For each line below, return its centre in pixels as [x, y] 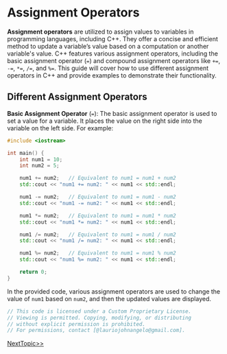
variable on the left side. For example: [60, 128]
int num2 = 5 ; [39, 166]
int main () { [26, 153]
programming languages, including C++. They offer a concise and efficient [112, 38]
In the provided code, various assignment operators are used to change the [114, 291]
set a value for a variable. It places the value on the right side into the [105, 121]
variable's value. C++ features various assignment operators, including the [112, 54]
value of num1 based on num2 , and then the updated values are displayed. [109, 298]
